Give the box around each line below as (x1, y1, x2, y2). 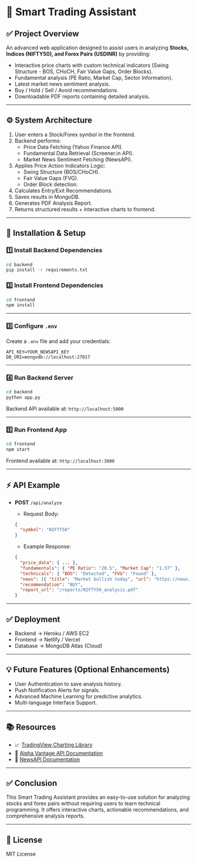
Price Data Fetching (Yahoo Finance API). (23, 143, 123, 150)
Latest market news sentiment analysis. (14, 80, 110, 87)
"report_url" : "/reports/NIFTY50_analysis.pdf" (20, 587, 139, 593)
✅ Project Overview (6, 29, 79, 39)
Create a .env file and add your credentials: (6, 337, 111, 345)
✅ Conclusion (6, 778, 57, 788)
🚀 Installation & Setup (6, 228, 86, 238)
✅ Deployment (6, 614, 60, 624)
